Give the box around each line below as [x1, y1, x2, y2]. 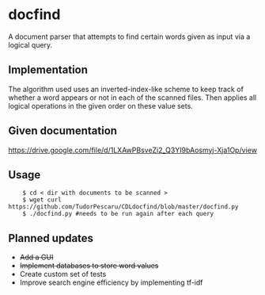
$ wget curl [22, 196, 62, 204]
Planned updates [8, 232, 93, 245]
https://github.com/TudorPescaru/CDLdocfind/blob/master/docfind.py [8, 203, 239, 211]
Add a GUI [19, 252, 54, 262]
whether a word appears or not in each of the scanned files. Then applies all [8, 93, 257, 102]
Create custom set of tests [19, 270, 107, 279]
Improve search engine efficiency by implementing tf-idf [19, 278, 203, 287]
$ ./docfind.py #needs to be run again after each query [22, 210, 214, 218]
